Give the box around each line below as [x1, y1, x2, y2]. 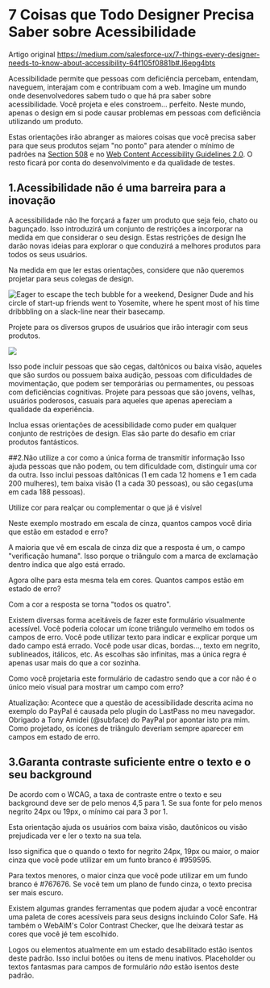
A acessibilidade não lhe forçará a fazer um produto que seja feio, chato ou [8, 215, 258, 225]
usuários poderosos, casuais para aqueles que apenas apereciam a [8, 395, 233, 405]
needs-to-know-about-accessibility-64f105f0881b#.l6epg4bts [8, 58, 216, 68]
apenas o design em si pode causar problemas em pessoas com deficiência [8, 107, 261, 118]
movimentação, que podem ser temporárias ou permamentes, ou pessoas [8, 378, 255, 388]
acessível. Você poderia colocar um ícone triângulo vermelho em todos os [8, 623, 255, 633]
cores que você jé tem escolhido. [8, 929, 119, 939]
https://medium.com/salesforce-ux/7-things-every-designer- [56, 49, 260, 59]
